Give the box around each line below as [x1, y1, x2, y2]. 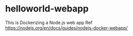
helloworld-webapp [5, 3, 89, 14]
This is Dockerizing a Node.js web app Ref [5, 19, 92, 25]
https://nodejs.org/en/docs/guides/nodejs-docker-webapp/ [5, 24, 128, 30]
